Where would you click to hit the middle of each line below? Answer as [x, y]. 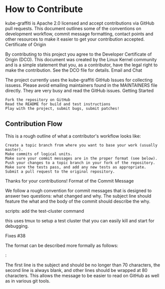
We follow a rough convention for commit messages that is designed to [78, 190]
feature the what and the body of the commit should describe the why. [78, 201]
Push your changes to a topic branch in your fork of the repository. [80, 163]
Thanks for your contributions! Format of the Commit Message [69, 181]
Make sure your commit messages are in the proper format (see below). [81, 158]
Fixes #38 [15, 236]
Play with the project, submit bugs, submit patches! [62, 108]
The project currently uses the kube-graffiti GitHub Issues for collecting [79, 80]
